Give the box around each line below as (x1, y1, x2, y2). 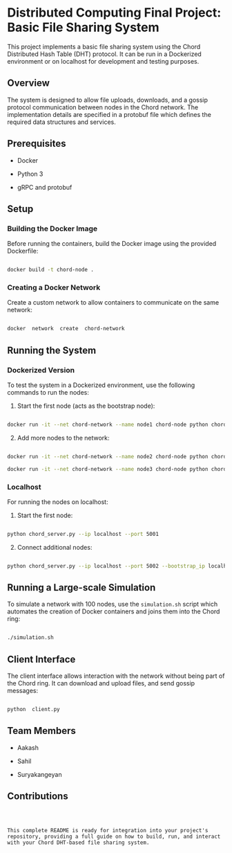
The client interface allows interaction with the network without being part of (7, 672, 225, 680)
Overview (7, 78, 50, 89)
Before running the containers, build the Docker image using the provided (7, 240, 217, 248)
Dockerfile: (7, 247, 39, 255)
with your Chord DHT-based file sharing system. (7, 839, 150, 846)
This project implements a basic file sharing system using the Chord (7, 42, 201, 51)
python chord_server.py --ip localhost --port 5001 (7, 530, 159, 537)
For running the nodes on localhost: (7, 497, 108, 506)
